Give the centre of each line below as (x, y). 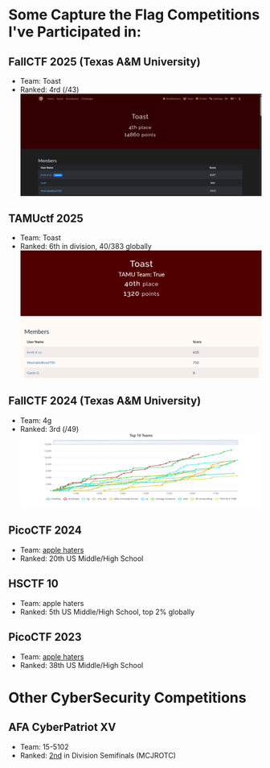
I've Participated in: (75, 32)
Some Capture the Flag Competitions (134, 15)
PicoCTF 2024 (45, 531)
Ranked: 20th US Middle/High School (82, 558)
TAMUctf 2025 (46, 218)
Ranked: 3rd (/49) (49, 429)
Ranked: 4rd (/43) (49, 89)
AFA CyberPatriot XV (62, 727)
